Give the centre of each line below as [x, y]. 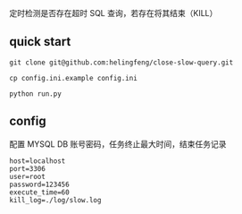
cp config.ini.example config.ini [74, 78]
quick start [40, 42]
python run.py [36, 94]
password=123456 [39, 184]
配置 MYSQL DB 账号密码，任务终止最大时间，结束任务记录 [118, 144]
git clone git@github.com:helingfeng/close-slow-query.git [121, 62]
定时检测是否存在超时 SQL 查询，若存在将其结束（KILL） [113, 13]
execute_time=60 [39, 192]
